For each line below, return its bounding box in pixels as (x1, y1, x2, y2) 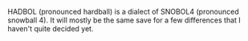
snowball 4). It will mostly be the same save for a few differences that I (7, 15, 242, 25)
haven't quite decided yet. (7, 24, 94, 33)
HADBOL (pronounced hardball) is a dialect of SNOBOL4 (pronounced (7, 7, 240, 16)
